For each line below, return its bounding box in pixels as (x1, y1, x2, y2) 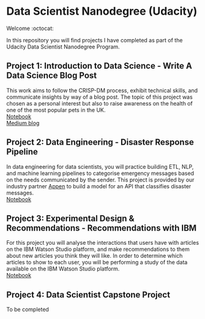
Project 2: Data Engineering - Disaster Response (6, 137, 194, 148)
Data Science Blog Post (6, 71, 97, 81)
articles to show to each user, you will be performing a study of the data (6, 259, 188, 266)
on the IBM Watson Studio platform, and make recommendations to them (6, 245, 190, 253)
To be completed (6, 306, 49, 313)
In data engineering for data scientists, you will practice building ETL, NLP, (6, 163, 194, 170)
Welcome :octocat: (6, 25, 54, 32)
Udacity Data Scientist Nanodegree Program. (6, 43, 121, 50)
